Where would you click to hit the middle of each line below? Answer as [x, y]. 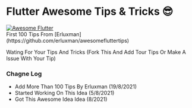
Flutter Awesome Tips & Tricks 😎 [90, 12]
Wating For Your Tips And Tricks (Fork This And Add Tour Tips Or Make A [96, 52]
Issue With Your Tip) [31, 58]
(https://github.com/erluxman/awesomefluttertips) [68, 40]
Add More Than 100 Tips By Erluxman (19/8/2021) [76, 87]
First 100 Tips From [30, 34]
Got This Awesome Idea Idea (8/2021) [61, 99]
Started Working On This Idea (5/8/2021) [64, 93]
